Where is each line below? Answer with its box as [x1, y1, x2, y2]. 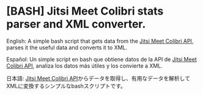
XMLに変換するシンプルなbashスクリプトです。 [6, 82, 127, 90]
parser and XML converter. [6, 17, 146, 31]
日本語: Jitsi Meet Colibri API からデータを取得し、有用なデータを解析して [6, 74, 191, 82]
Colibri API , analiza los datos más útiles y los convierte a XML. [6, 62, 163, 69]
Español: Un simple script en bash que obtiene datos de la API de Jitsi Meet [6, 55, 197, 63]
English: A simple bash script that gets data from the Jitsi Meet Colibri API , [6, 37, 194, 44]
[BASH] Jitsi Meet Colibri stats [6, 4, 164, 18]
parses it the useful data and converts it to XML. [6, 44, 128, 51]
